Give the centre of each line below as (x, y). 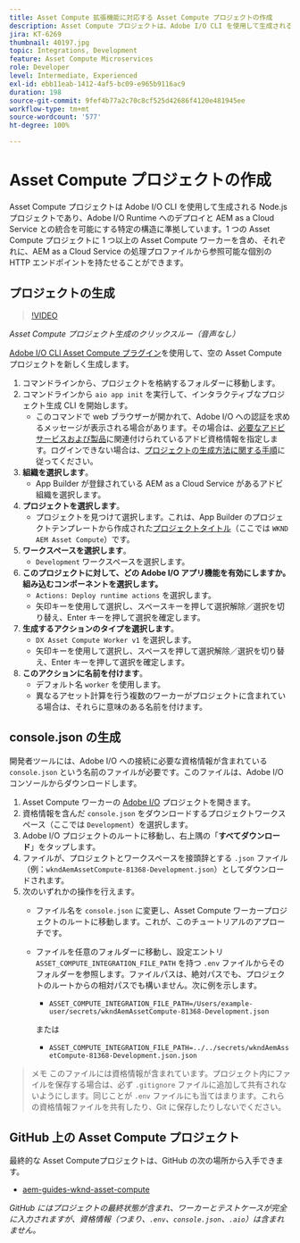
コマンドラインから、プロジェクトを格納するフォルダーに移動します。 (151, 383)
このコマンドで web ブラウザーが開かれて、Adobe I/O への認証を (155, 416)
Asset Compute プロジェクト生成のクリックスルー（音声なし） (125, 334)
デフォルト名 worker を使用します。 (100, 684)
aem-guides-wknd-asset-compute (86, 1189)
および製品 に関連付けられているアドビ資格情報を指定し (168, 438)
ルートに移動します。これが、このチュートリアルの (160, 922)
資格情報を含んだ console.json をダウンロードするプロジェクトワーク (150, 813)
